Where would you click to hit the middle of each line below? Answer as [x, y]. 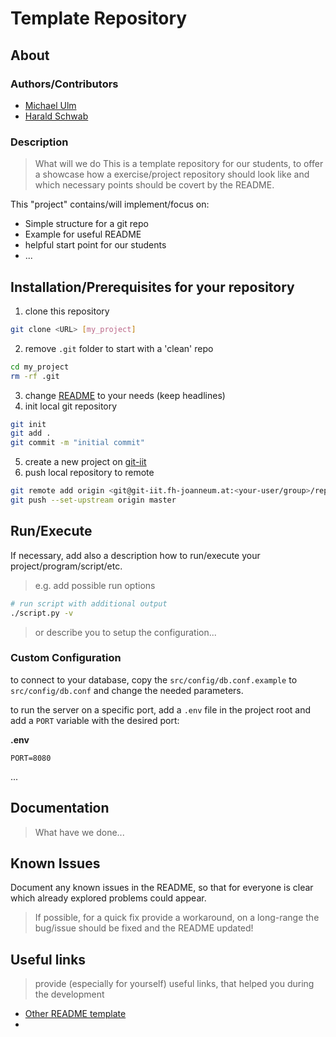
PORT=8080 [31, 758]
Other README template [75, 1014]
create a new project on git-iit [85, 462]
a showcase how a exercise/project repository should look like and [172, 174]
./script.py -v [42, 613]
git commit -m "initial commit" [77, 443]
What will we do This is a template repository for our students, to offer [179, 164]
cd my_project [40, 367]
